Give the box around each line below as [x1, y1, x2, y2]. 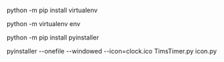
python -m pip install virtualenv [6, 6, 98, 14]
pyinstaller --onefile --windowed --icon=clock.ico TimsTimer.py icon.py [6, 47, 218, 55]
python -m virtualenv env [6, 20, 81, 27]
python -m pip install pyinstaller [6, 33, 100, 42]
